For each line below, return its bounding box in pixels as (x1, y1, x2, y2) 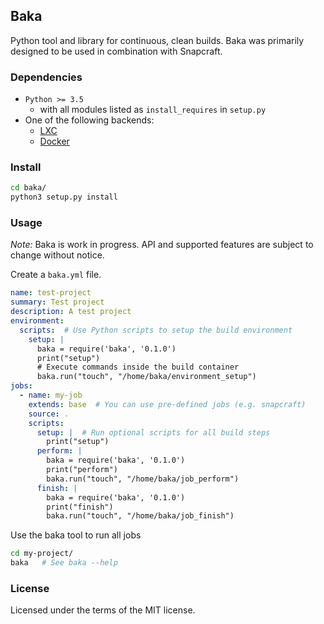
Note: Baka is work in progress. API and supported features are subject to (10, 239, 314, 251)
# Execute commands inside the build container (36, 362, 240, 373)
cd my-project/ (10, 549, 74, 559)
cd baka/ (10, 183, 47, 193)
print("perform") (46, 465, 118, 475)
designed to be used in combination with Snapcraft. (10, 45, 223, 57)
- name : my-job (19, 390, 83, 401)
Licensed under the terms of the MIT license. (10, 604, 196, 616)
